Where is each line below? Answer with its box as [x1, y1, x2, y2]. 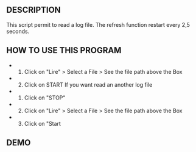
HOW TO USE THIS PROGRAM [6, 45, 122, 56]
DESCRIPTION [6, 5, 61, 15]
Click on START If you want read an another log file [24, 81, 153, 88]
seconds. [6, 27, 30, 35]
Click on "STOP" [24, 94, 66, 101]
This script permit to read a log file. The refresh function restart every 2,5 [6, 21, 191, 28]
